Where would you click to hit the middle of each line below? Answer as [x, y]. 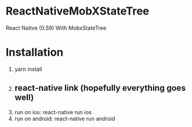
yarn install [28, 69]
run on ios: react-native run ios [53, 112]
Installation [35, 52]
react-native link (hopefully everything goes [100, 88]
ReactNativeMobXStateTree [77, 11]
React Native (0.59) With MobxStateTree [56, 28]
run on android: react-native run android [65, 119]
